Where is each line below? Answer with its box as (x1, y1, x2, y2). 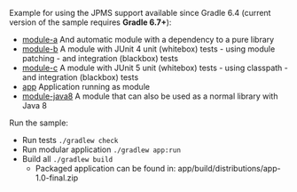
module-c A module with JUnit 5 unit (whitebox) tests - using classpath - (21, 62, 288, 73)
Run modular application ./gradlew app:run (21, 144, 182, 155)
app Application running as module (21, 82, 151, 92)
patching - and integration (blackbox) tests (21, 53, 179, 63)
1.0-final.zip (35, 172, 79, 183)
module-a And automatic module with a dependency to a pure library (21, 35, 275, 44)
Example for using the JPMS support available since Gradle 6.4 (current (9, 8, 271, 18)
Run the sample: (9, 117, 69, 128)
